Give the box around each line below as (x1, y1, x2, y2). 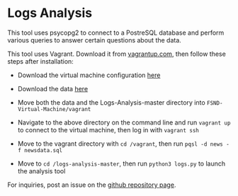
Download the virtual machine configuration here (17, 71, 161, 79)
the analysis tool (17, 166, 66, 175)
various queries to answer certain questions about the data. (7, 35, 182, 44)
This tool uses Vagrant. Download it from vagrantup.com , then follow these (7, 50, 227, 58)
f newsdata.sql (17, 146, 63, 154)
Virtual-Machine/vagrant (17, 105, 91, 113)
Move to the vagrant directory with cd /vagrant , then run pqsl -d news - (17, 139, 230, 148)
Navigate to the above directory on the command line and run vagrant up (17, 118, 231, 127)
